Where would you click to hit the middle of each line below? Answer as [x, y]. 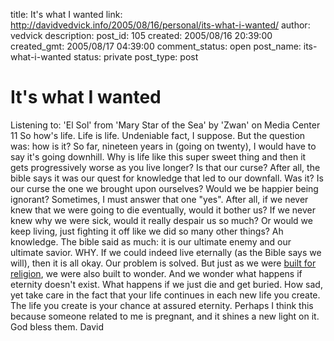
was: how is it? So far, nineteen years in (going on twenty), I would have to [163, 146]
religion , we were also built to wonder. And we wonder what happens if [156, 273]
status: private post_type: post [136, 57]
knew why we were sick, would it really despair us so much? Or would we [161, 220]
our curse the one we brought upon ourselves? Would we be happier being [164, 188]
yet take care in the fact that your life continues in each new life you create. [165, 295]
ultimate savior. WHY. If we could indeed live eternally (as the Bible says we [166, 252]
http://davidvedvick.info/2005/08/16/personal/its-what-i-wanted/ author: [160, 25]
